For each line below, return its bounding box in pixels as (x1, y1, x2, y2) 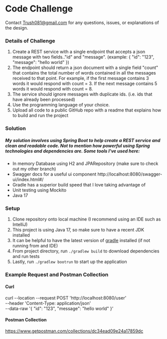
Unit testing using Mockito (12, 187, 66, 193)
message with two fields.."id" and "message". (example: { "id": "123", (12, 54, 155, 60)
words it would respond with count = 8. (12, 86, 93, 92)
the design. (5, 24, 28, 30)
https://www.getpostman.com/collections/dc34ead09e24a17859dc (5, 328, 144, 334)
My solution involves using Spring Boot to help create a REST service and (5, 137, 161, 143)
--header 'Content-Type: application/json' (5, 300, 91, 306)
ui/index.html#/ (12, 176, 44, 182)
